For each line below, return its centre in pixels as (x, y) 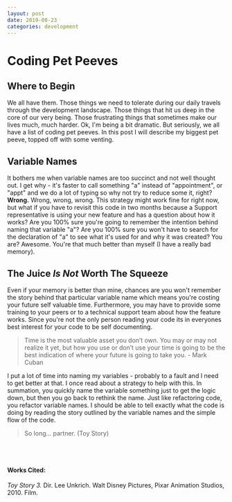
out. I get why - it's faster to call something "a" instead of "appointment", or (115, 186)
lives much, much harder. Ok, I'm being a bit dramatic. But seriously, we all (114, 125)
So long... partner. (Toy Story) (66, 433)
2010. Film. (23, 493)
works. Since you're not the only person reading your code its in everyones (114, 320)
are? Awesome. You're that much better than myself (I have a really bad (109, 244)
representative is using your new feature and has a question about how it (111, 215)
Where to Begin (41, 86)
